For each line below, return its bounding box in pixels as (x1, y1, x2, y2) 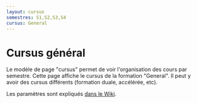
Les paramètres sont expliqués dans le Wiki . (6, 90, 117, 98)
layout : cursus (6, 8, 45, 15)
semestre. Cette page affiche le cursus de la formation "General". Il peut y (6, 72, 191, 80)
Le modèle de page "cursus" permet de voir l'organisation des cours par (6, 66, 187, 73)
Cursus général (6, 46, 86, 60)
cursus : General (6, 20, 47, 26)
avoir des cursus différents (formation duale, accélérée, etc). (6, 79, 158, 86)
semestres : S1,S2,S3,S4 (6, 14, 67, 20)
